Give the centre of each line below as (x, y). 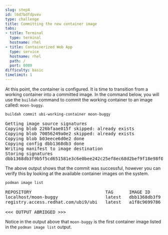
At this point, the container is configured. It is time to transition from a (77, 89)
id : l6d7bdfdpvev (23, 14)
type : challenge (22, 19)
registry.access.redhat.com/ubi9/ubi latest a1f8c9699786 (83, 202)
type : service (24, 51)
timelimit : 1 (19, 75)
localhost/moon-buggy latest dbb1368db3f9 (83, 197)
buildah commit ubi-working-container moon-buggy (58, 114)
